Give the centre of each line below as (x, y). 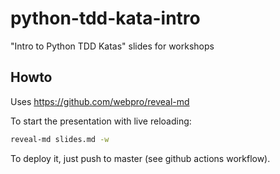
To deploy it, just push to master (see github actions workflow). (140, 158)
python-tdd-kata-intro (105, 18)
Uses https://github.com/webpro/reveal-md (100, 101)
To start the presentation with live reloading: (101, 121)
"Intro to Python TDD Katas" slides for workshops (112, 46)
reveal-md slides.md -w (60, 139)
